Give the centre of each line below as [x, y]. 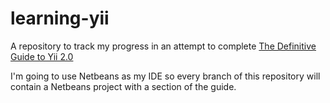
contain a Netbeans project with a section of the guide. [123, 86]
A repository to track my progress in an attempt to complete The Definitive [163, 46]
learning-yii [60, 18]
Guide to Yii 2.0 [42, 56]
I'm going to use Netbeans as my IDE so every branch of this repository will [165, 76]
